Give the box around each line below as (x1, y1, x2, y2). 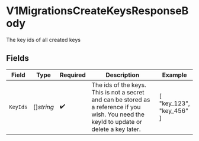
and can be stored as (91, 96, 150, 104)
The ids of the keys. (91, 81, 146, 89)
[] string (33, 103, 54, 111)
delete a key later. (91, 125, 141, 133)
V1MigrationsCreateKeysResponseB (6, 4, 189, 18)
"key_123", (159, 99, 190, 107)
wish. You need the (91, 110, 145, 119)
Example (162, 71, 187, 79)
